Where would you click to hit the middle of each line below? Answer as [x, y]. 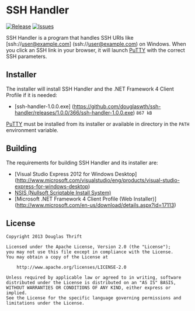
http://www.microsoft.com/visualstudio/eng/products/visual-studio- [98, 180]
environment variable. [32, 130]
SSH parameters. [27, 56]
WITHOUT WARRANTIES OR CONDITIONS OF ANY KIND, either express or [88, 288]
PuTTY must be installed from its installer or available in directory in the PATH [98, 124]
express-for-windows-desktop [51, 186]
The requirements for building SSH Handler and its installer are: [82, 163]
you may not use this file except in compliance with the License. [90, 252]
